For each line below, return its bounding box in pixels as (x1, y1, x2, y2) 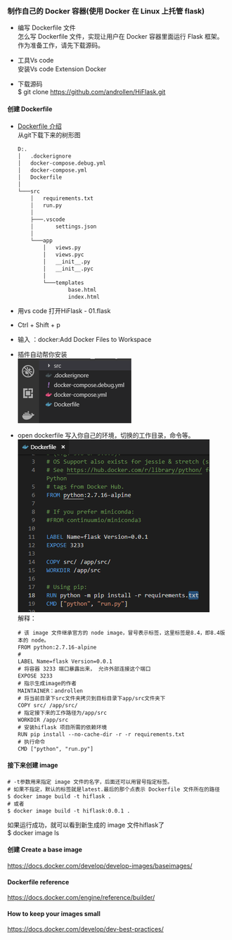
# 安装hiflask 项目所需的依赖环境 (17, 723, 108, 731)
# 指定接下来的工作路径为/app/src (17, 709, 108, 716)
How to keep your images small (7, 909, 101, 917)
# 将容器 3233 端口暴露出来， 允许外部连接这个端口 (17, 665, 151, 673)
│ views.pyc (43, 251, 84, 258)
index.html (67, 293, 100, 300)
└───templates (43, 279, 84, 286)
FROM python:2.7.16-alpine (17, 644, 97, 651)
